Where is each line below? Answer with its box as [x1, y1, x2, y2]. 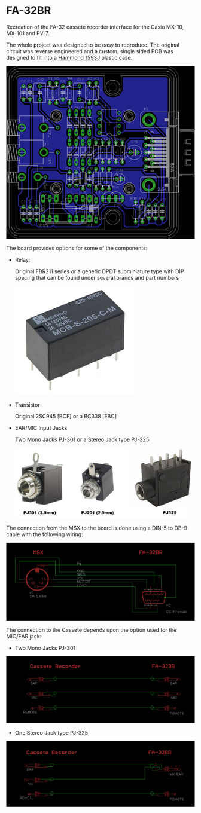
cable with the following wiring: [6, 530, 83, 538]
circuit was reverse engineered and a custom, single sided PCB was [6, 47, 173, 54]
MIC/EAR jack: [6, 633, 42, 640]
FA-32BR [6, 4, 51, 17]
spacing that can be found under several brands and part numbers [14, 274, 179, 281]
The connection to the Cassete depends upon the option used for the [6, 626, 177, 634]
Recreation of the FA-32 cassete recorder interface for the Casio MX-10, [6, 23, 184, 30]
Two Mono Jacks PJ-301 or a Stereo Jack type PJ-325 [14, 436, 150, 443]
